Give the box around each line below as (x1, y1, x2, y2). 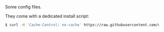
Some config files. (5, 4, 42, 10)
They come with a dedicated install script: (5, 13, 89, 19)
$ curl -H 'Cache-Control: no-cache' (5, 22, 82, 27)
